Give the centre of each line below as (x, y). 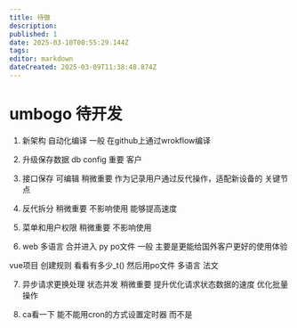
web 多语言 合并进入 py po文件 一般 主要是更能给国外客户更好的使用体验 (155, 246)
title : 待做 (30, 17)
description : (33, 26)
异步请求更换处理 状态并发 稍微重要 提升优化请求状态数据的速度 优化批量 (155, 284)
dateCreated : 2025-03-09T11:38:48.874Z (83, 68)
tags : (19, 51)
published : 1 (33, 34)
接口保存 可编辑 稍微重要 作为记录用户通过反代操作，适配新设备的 (142, 178)
